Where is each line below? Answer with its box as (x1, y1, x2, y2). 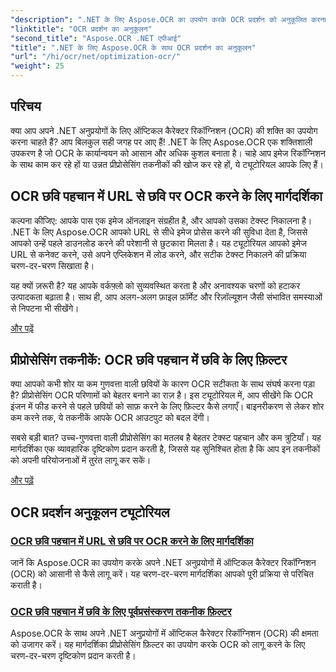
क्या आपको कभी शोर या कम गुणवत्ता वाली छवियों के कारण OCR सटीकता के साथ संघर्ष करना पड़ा (10, 378, 315, 390)
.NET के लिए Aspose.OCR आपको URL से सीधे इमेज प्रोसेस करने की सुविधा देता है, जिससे (10, 226, 308, 238)
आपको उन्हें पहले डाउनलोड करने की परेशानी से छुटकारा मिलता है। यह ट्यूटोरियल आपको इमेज (10, 237, 307, 249)
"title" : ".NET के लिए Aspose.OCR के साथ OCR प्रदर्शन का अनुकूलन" (10, 42, 257, 53)
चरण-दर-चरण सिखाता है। (10, 259, 95, 271)
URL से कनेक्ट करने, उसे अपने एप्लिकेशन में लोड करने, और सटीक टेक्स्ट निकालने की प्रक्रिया (10, 248, 307, 260)
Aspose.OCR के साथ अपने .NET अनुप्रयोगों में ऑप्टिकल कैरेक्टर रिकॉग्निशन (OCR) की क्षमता (10, 627, 319, 640)
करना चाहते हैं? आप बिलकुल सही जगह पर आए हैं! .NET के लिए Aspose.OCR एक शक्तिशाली (10, 136, 313, 148)
